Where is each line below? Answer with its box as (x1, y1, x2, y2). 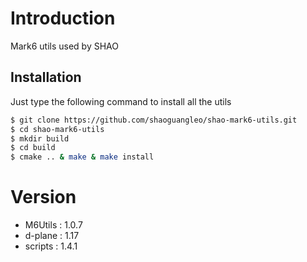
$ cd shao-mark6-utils (10, 124, 105, 134)
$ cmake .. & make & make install (10, 152, 155, 162)
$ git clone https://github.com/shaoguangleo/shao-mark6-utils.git (10, 115, 298, 125)
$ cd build (10, 143, 56, 153)
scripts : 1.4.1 (24, 240, 78, 252)
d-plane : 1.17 (24, 230, 80, 242)
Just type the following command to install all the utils (10, 95, 232, 107)
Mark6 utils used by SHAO (10, 40, 119, 52)
